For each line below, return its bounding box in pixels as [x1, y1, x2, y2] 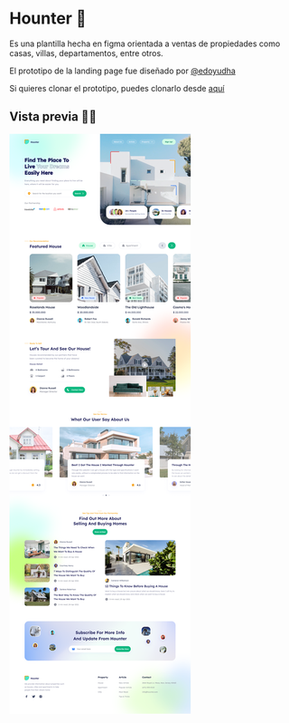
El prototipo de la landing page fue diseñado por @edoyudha [9, 65, 237, 76]
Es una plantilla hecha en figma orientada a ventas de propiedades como [9, 38, 281, 49]
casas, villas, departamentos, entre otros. [9, 47, 164, 58]
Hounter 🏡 [9, 8, 88, 29]
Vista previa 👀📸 [9, 109, 98, 125]
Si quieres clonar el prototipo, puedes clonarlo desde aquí [9, 82, 225, 93]
